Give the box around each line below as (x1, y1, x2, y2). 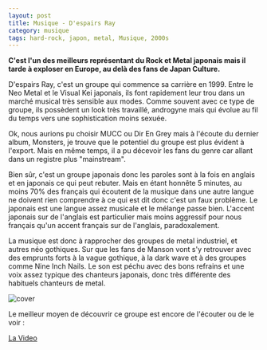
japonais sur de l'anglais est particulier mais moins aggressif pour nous (8, 212, 242, 222)
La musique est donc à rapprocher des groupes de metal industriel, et (8, 236, 238, 246)
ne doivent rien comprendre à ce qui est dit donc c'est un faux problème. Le (8, 195, 258, 205)
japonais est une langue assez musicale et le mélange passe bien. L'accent (8, 204, 255, 214)
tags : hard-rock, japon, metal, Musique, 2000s (8, 33, 170, 42)
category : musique (8, 26, 69, 34)
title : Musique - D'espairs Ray (8, 19, 116, 27)
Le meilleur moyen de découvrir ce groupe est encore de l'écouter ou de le (8, 309, 255, 319)
